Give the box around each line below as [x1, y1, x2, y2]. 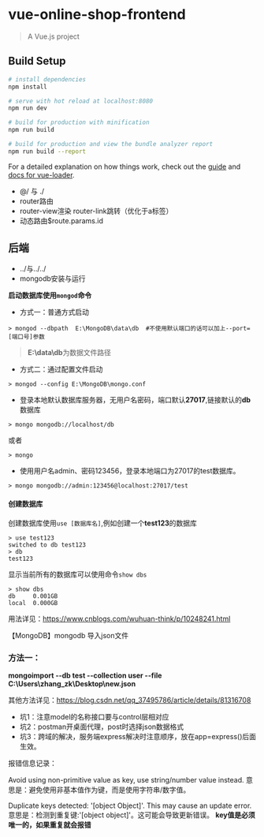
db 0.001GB [8, 592, 58, 600]
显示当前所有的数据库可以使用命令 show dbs [8, 570, 147, 579]
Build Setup [8, 54, 66, 68]
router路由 [19, 196, 54, 206]
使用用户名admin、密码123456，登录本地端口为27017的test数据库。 [19, 465, 240, 475]
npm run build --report [8, 148, 87, 155]
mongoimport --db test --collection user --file [8, 671, 162, 680]
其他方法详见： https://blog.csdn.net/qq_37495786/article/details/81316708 [8, 696, 251, 705]
